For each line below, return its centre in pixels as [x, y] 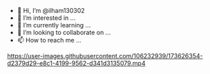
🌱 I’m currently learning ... [54, 25]
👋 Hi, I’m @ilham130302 [51, 11]
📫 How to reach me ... [49, 40]
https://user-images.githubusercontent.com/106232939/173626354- [105, 56]
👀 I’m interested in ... [46, 18]
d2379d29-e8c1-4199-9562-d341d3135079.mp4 [76, 63]
